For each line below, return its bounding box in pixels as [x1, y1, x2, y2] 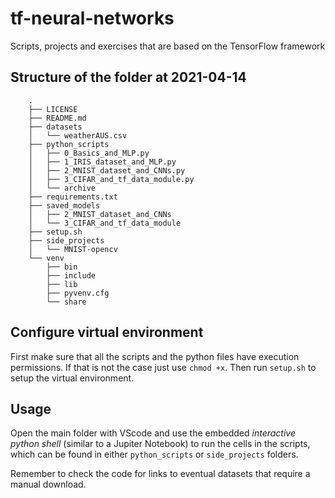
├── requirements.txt [28, 192, 118, 202]
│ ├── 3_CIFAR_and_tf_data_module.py [28, 174, 195, 184]
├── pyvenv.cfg [46, 288, 110, 298]
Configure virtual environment [10, 324, 204, 341]
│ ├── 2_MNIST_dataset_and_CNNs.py [28, 165, 186, 176]
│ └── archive [28, 183, 97, 193]
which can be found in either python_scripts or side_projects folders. [10, 448, 299, 461]
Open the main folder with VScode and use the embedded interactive [10, 427, 297, 439]
